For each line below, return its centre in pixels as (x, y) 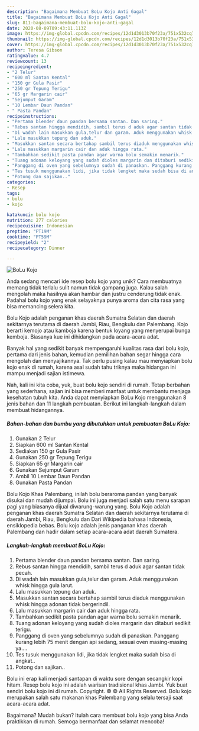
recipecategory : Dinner (36, 248)
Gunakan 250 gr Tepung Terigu (53, 458)
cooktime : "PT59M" (29, 237)
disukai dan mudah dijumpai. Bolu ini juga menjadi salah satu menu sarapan (99, 500)
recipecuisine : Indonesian (40, 226)
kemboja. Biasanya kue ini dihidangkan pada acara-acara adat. (83, 337)
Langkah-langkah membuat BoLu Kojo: (56, 545)
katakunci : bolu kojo (33, 215)
